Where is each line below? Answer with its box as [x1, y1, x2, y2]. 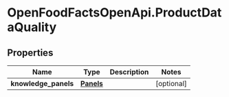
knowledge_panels [10, 79, 74, 88]
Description [109, 67, 149, 76]
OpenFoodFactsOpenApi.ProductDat [7, 5, 222, 21]
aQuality [7, 19, 57, 35]
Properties [7, 47, 54, 58]
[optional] [155, 79, 188, 88]
